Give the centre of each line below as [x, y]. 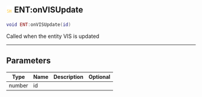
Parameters [29, 61]
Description [68, 77]
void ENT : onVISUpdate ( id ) [38, 24]
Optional [99, 77]
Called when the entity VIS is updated [53, 36]
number [18, 86]
